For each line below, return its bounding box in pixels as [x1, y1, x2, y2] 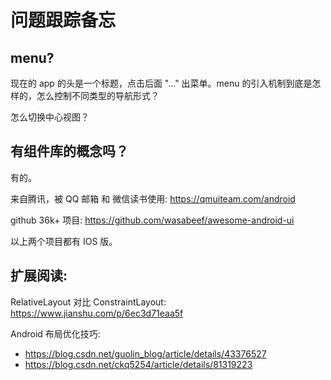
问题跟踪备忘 [10, 9, 117, 32]
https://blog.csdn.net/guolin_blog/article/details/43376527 [24, 347, 267, 360]
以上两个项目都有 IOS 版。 [10, 235, 118, 247]
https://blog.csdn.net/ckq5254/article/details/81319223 [24, 358, 253, 370]
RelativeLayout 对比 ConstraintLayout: [10, 296, 167, 308]
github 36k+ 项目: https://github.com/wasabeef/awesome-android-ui [10, 214, 295, 226]
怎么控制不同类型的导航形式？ [36, 90, 160, 101]
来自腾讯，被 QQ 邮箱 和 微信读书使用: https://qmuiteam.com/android [10, 192, 296, 205]
